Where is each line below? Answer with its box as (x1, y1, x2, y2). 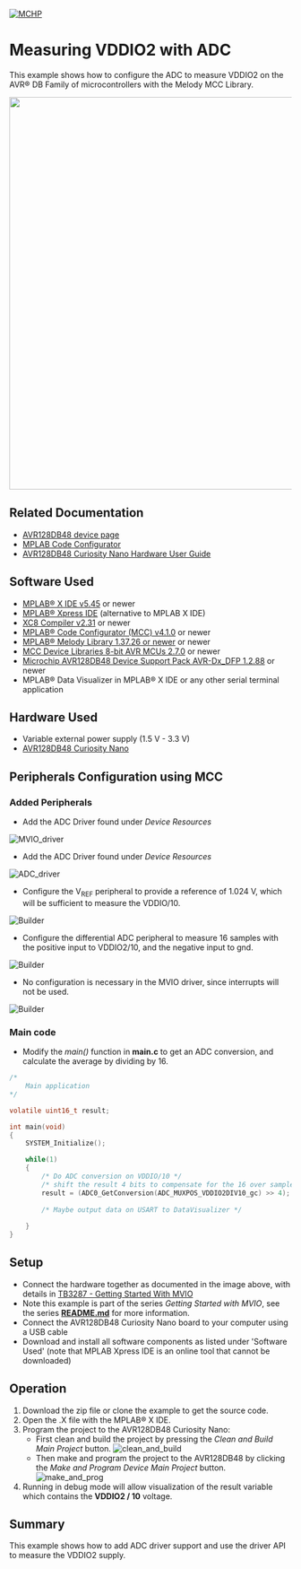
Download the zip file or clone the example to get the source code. (21, 1405, 269, 1416)
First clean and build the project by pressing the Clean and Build (35, 1434, 273, 1444)
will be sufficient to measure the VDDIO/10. (21, 897, 181, 908)
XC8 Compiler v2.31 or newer (21, 617, 132, 628)
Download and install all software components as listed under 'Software (21, 1336, 288, 1347)
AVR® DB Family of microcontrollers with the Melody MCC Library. (9, 79, 254, 90)
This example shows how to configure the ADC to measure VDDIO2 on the (9, 69, 284, 80)
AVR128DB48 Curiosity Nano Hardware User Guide (21, 548, 211, 559)
